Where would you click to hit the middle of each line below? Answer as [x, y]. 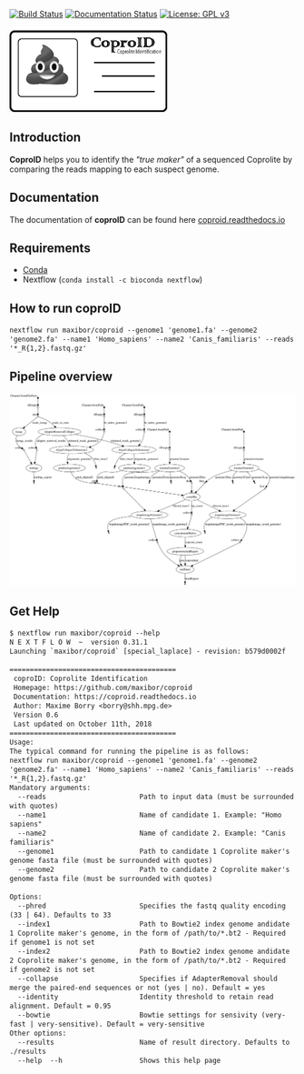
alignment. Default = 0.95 [60, 1006]
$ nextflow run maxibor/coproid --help [85, 633]
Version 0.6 [36, 715]
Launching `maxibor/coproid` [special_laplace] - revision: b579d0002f [147, 651]
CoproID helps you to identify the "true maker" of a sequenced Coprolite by [151, 159]
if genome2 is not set [52, 969]
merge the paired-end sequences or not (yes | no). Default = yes [137, 988]
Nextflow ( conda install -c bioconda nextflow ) [113, 280]
